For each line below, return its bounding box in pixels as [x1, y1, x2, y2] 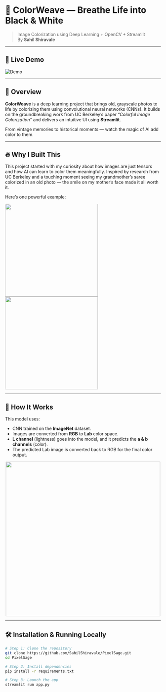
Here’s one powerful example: [5, 194, 66, 200]
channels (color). [12, 441, 48, 447]
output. [12, 452, 27, 458]
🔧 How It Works [5, 403, 53, 411]
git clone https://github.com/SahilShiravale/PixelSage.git [5, 650, 132, 655]
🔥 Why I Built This [5, 150, 61, 159]
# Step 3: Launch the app [5, 678, 58, 683]
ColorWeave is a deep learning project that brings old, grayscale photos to [5, 101, 158, 107]
